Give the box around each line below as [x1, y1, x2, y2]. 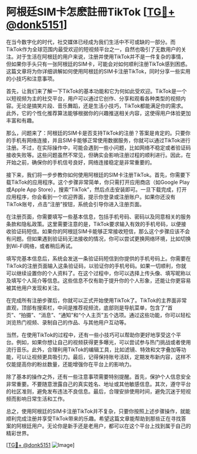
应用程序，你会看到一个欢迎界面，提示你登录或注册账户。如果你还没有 [6, 193, 176, 200]
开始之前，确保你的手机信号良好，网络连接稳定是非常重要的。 [6, 159, 155, 166]
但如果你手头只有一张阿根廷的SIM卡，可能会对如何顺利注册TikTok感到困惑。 [6, 60, 191, 68]
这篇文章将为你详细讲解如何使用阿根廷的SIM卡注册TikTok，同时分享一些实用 [6, 68, 191, 75]
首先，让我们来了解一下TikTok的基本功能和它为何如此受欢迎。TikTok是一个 [6, 88, 187, 95]
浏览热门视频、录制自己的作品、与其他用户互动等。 [6, 318, 130, 326]
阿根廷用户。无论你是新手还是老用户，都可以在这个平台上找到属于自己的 [16, 422, 191, 429]
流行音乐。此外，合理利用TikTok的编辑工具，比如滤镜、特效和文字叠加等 [6, 346, 182, 353]
